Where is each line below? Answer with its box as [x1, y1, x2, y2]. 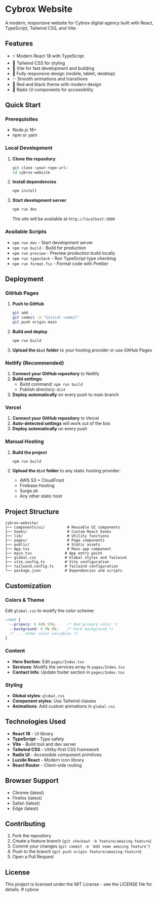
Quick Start [5, 101, 41, 109]
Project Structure [5, 507, 59, 516]
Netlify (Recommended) [5, 359, 64, 366]
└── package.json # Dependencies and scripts [5, 568, 122, 573]
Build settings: [12, 376, 43, 382]
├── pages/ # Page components [5, 538, 105, 543]
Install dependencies [12, 179, 57, 185]
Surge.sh [19, 488, 39, 494]
